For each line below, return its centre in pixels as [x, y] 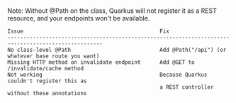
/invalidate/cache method [45, 68]
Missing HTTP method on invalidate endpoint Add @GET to [101, 62]
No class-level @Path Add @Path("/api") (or [117, 50]
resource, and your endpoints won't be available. [79, 18]
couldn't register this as [47, 81]
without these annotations [47, 93]
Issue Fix [89, 31]
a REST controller [186, 87]
